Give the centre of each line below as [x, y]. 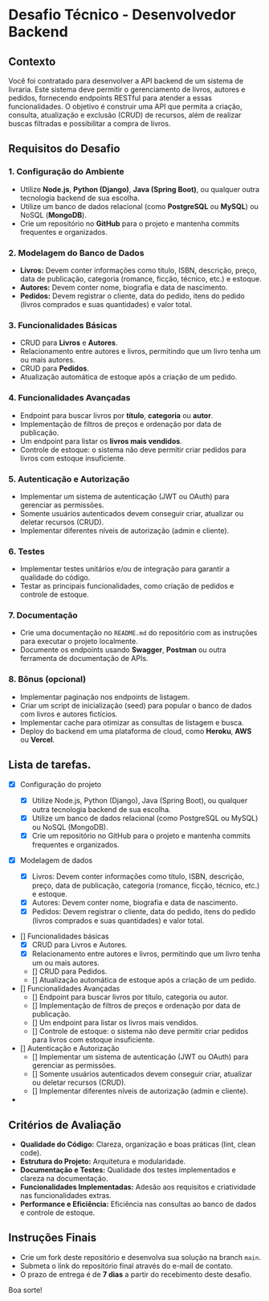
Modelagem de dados [56, 860]
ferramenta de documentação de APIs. [84, 659]
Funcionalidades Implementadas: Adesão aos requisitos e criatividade [138, 1187]
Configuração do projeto [61, 784]
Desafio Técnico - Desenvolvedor [122, 15]
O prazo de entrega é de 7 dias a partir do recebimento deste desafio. [136, 1274]
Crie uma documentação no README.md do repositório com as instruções [139, 633]
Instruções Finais [53, 1238]
